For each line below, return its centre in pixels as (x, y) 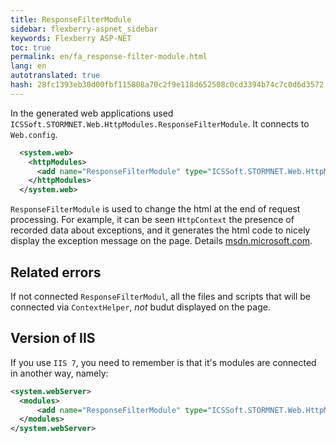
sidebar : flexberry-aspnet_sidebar (84, 29)
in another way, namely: (59, 373)
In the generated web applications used (92, 113)
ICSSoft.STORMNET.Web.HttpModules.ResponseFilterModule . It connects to (160, 123)
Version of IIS (53, 338)
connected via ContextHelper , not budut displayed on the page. (140, 307)
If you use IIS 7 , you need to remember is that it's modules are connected (163, 362)
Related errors (56, 272)
